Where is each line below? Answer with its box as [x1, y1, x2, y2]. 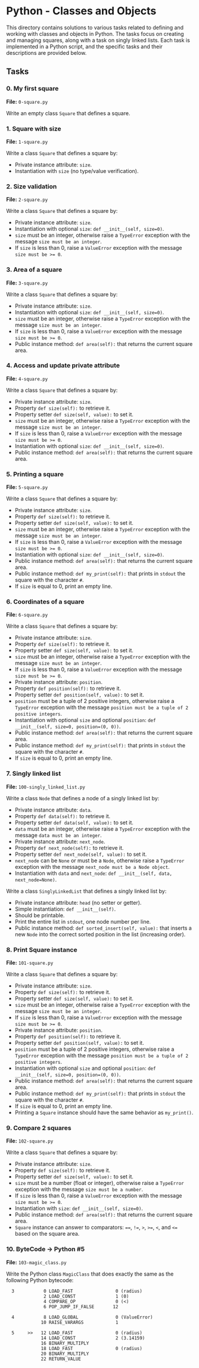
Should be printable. [14, 911, 65, 919]
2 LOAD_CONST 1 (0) [43, 1293, 129, 1299]
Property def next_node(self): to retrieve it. [14, 844, 124, 851]
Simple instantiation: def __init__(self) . [14, 905, 116, 912]
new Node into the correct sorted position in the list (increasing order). [14, 930, 186, 937]
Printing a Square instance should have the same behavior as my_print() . [14, 1109, 194, 1116]
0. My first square [6, 85, 59, 93]
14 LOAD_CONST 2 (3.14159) [41, 1335, 145, 1341]
